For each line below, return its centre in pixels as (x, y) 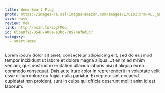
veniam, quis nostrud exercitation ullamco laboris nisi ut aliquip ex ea (75, 65)
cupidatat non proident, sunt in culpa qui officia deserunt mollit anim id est (80, 81)
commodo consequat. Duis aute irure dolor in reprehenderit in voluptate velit (82, 71)
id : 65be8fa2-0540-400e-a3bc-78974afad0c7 (49, 32)
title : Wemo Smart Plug (29, 9)
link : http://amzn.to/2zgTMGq (36, 28)
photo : (12, 14)
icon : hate (16, 19)
